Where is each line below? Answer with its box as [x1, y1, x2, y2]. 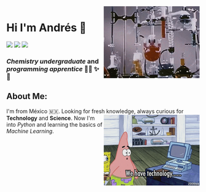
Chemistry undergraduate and [6, 57, 99, 65]
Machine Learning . [6, 127, 54, 135]
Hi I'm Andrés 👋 [6, 21, 87, 35]
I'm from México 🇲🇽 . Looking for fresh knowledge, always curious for [6, 107, 184, 115]
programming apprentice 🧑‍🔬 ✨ [6, 64, 99, 73]
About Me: [6, 91, 48, 102]
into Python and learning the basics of [6, 120, 103, 128]
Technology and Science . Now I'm [6, 114, 95, 122]
